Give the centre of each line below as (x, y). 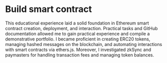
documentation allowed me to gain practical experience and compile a (77, 33)
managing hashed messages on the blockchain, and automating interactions (84, 44)
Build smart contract (49, 9)
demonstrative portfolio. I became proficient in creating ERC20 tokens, (78, 39)
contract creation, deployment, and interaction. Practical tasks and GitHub (81, 28)
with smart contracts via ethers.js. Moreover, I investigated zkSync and (78, 49)
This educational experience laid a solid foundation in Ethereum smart (77, 23)
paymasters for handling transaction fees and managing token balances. (80, 55)
